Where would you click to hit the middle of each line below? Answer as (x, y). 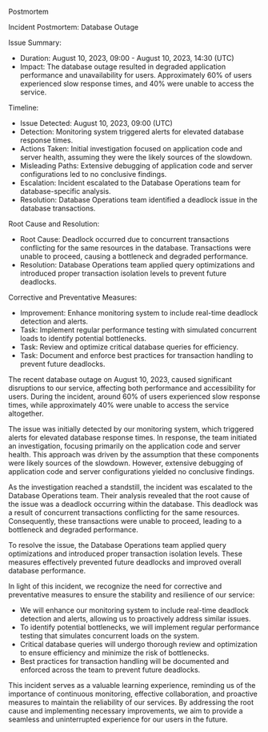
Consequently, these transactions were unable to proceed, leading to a (125, 521)
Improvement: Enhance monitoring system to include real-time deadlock (139, 313)
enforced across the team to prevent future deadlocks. (110, 670)
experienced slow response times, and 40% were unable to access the (137, 84)
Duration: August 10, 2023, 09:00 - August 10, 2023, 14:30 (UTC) (127, 58)
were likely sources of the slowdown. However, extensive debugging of (126, 463)
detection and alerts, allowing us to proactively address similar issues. (135, 619)
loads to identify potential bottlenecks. (83, 338)
